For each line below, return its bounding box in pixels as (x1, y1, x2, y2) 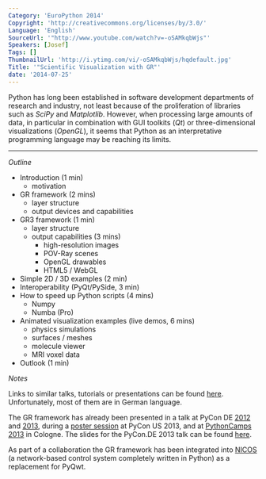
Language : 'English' (8, 26, 77, 34)
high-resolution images (43, 239, 120, 250)
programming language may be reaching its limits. (8, 134, 172, 144)
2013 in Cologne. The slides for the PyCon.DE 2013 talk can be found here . (8, 429, 252, 439)
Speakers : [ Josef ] (8, 41, 69, 49)
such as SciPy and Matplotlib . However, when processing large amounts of (8, 109, 253, 119)
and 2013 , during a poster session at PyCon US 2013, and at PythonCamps (8, 421, 252, 431)
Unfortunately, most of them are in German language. (8, 397, 182, 407)
